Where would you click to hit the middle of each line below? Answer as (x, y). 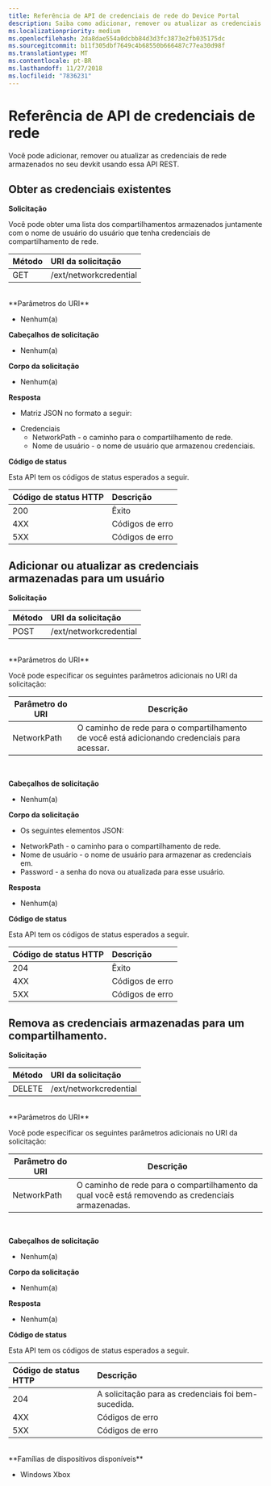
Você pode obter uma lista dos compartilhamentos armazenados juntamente (135, 225)
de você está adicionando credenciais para (158, 738)
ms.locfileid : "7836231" (50, 76)
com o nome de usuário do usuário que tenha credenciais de (110, 233)
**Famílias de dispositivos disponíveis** (76, 1459)
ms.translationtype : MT (48, 53)
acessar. (94, 748)
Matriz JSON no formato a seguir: (76, 413)
